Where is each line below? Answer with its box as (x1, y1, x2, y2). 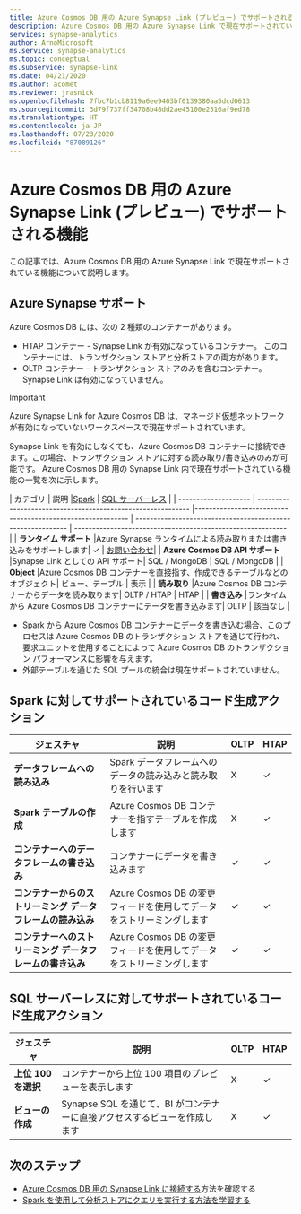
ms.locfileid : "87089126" (9, 138, 106, 147)
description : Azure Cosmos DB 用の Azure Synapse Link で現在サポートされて (9, 22, 287, 30)
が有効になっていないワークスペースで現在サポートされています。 (9, 421, 251, 432)
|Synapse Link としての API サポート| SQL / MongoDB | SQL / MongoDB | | (9, 555, 284, 566)
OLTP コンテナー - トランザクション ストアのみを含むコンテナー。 (21, 362, 267, 373)
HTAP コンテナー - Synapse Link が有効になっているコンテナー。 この (21, 340, 280, 351)
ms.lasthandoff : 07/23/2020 (9, 130, 115, 139)
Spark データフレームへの (109, 756, 218, 768)
